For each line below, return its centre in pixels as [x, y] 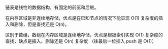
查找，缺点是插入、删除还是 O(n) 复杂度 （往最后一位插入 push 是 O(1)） [81, 41]
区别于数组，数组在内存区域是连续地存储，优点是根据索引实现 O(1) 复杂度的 [84, 35]
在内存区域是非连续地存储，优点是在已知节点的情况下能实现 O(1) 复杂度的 [82, 18]
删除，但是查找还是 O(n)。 [42, 24]
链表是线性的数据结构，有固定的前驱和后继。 [52, 7]
